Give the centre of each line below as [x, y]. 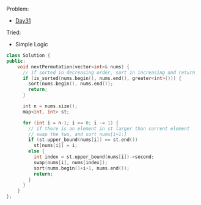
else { [37, 151]
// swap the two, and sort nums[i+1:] [78, 134]
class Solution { [28, 56]
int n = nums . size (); [50, 106]
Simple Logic [31, 44]
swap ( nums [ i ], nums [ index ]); [71, 162]
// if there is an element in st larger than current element [109, 128]
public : [16, 61]
